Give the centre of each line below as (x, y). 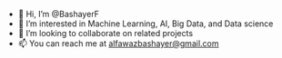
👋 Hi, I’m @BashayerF (59, 14)
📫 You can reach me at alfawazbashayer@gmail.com (118, 43)
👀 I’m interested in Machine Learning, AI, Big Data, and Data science (146, 24)
